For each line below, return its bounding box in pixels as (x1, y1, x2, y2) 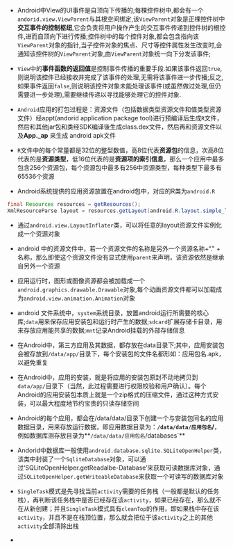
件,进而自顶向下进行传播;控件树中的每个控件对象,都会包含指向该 (17, 32, 200, 40)
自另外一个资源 (17, 262, 60, 270)
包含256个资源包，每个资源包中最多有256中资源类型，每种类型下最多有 (17, 164, 222, 172)
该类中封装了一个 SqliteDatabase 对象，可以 (17, 454, 141, 463)
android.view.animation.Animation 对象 (23, 294, 135, 302)
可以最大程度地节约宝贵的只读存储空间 (29, 399, 139, 407)
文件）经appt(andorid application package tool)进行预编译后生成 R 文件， (17, 114, 223, 122)
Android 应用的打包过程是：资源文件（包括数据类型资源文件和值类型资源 (17, 105, 222, 113)
